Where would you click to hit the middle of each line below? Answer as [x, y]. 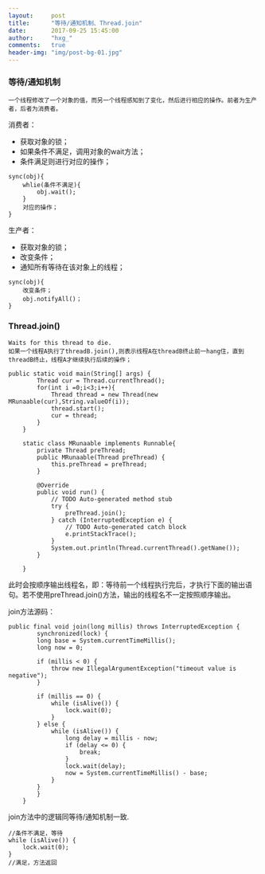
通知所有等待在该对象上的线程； [72, 267]
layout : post [37, 16]
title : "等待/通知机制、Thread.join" [76, 23]
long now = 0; [60, 647]
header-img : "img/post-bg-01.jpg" [66, 53]
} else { [51, 724]
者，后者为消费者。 [35, 109]
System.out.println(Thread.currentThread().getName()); [145, 548]
